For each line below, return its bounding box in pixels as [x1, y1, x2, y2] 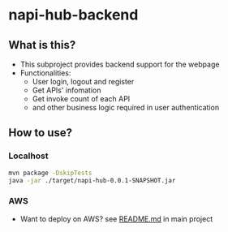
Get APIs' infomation [32, 85, 101, 95]
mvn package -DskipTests [8, 169, 92, 177]
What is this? [8, 38, 76, 52]
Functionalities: [19, 68, 71, 78]
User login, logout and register [32, 77, 135, 86]
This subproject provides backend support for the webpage [19, 59, 220, 69]
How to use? [8, 126, 73, 140]
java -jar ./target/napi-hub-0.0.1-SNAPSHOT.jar [8, 176, 176, 184]
